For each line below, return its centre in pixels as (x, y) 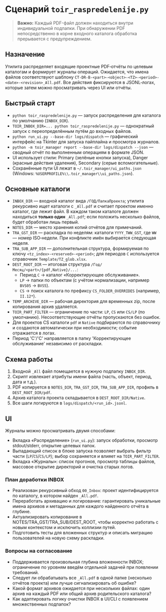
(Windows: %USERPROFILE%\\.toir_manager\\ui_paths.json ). (73, 173)
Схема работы (29, 359)
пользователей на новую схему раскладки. (58, 538)
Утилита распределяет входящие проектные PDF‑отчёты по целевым (79, 66)
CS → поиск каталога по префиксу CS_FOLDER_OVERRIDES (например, (90, 291)
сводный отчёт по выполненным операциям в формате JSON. (78, 152)
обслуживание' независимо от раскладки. (57, 344)
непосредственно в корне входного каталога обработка (77, 33)
